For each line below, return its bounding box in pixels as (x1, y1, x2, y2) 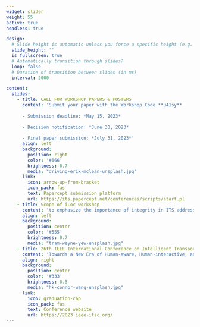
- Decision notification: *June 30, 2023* (21, 124, 129, 130)
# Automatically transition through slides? (11, 58, 124, 64)
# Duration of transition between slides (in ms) (11, 69, 137, 75)
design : (6, 36, 26, 42)
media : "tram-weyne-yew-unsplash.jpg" (27, 240, 124, 246)
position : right (27, 152, 68, 158)
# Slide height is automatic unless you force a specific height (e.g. (11, 42, 193, 48)
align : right (21, 257, 55, 263)
